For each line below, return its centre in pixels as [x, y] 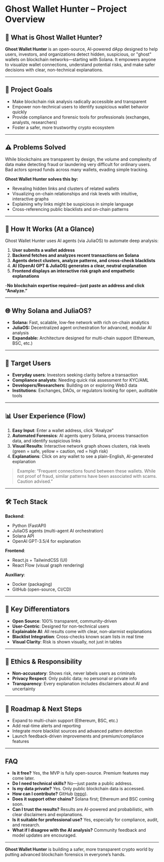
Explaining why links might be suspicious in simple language [73, 204]
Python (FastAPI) [29, 525]
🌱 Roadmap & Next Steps [43, 709]
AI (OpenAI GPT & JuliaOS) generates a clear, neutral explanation [79, 266]
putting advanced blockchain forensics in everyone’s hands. [65, 854]
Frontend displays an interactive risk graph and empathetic [73, 271]
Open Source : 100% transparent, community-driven [64, 621]
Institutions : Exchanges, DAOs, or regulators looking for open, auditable [85, 390]
